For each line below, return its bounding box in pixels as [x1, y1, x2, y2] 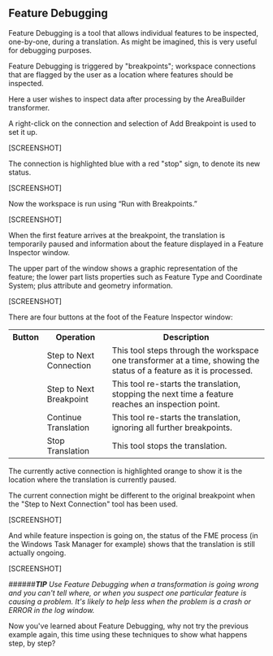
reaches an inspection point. [111, 398, 220, 410]
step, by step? [8, 638, 56, 648]
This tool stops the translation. [111, 440, 227, 451]
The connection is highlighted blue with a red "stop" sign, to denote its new [8, 159, 261, 168]
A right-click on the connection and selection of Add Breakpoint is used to [8, 118, 257, 128]
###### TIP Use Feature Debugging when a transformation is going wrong [8, 579, 259, 589]
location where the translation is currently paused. [8, 475, 177, 484]
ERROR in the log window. [8, 605, 95, 615]
